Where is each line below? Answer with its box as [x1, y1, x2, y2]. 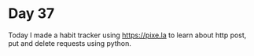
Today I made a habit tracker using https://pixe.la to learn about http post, [8, 30, 247, 40]
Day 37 [8, 5, 55, 23]
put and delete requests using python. [8, 38, 131, 47]
